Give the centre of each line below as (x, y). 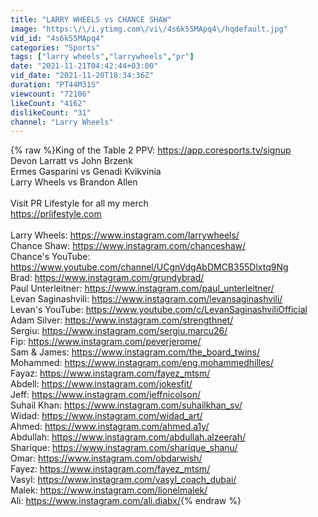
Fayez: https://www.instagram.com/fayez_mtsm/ (110, 469)
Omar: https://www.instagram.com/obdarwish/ (106, 458)
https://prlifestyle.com (56, 214)
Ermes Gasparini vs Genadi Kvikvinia (86, 172)
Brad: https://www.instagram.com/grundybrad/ (107, 278)
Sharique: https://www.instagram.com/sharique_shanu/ (124, 448)
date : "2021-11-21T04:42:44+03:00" (84, 66)
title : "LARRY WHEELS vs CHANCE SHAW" (91, 19)
